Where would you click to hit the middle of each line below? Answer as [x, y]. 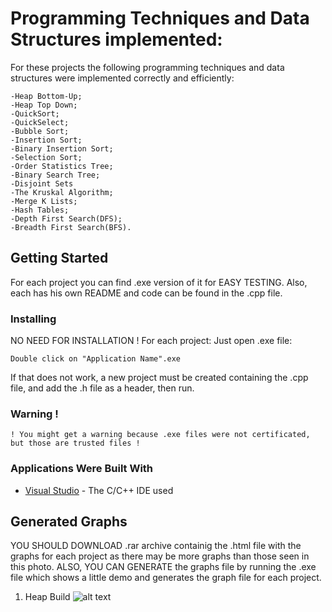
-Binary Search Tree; [55, 175]
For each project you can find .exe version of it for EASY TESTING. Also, [159, 282]
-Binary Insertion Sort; [62, 148]
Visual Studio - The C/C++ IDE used [99, 490]
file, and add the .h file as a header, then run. [102, 388]
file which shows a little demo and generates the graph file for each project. [166, 578]
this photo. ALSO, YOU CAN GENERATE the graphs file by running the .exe [163, 567]
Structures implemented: [116, 39]
